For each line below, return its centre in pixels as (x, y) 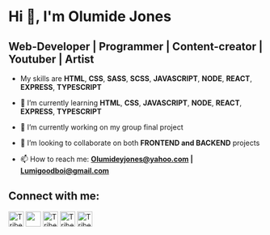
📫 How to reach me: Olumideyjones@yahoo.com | (107, 159)
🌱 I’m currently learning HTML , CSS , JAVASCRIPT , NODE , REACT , (131, 103)
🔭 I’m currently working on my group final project (101, 127)
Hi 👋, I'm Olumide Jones (90, 17)
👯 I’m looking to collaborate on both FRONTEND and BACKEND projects (140, 143)
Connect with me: (54, 197)
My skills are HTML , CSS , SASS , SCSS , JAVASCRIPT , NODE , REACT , (136, 79)
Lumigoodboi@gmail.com (64, 171)
